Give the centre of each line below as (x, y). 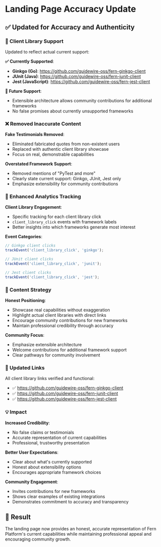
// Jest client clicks (28, 273)
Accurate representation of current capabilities (59, 438)
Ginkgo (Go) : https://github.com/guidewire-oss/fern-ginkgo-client (79, 71)
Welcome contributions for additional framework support (69, 350)
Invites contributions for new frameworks (54, 491)
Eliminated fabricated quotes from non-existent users (66, 144)
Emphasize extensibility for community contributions (65, 184)
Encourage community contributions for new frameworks (70, 321)
